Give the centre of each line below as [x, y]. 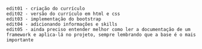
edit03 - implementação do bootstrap [54, 19]
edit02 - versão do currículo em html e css [63, 14]
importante [20, 40]
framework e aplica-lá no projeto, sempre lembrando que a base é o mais [101, 35]
